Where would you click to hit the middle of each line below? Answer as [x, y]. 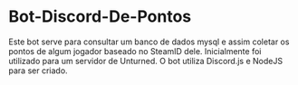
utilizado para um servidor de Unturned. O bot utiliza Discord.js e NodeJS [145, 61]
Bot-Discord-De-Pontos [100, 17]
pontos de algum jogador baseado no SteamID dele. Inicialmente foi [135, 51]
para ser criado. [38, 71]
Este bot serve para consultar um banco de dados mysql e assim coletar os [149, 42]
